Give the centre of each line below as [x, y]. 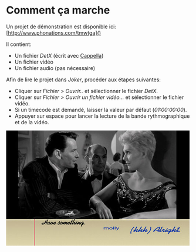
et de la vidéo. [32, 122]
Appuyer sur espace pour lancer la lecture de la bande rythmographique [102, 116]
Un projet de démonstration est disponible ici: [61, 26]
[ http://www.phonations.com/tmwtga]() [54, 32]
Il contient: [19, 44]
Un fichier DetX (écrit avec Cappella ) [59, 55]
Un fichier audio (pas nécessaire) [55, 68]
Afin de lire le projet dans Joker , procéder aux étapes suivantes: [84, 79]
